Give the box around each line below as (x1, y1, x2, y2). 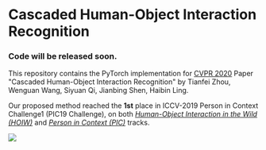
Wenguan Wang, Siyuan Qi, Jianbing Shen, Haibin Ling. (8, 86, 189, 95)
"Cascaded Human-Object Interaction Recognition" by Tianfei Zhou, (8, 77, 231, 87)
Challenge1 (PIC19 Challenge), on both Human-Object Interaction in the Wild (8, 110, 258, 119)
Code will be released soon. (8, 51, 118, 62)
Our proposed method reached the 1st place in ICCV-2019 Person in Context (8, 101, 259, 110)
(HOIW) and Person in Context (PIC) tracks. (8, 117, 150, 128)
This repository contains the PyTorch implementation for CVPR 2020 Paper (8, 69, 254, 79)
